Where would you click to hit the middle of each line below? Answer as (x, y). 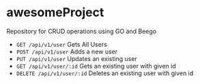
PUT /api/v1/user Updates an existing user (76, 58)
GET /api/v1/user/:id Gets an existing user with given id (96, 66)
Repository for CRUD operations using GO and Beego (82, 31)
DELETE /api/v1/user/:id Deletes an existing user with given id (105, 73)
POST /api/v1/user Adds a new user (67, 51)
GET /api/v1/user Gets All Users (61, 44)
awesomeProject (55, 13)
